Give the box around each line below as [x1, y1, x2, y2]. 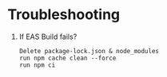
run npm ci [18, 61, 56, 69]
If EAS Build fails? [18, 32, 78, 41]
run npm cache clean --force [18, 54, 117, 62]
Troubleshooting [7, 6, 121, 24]
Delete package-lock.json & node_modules [18, 47, 159, 55]
